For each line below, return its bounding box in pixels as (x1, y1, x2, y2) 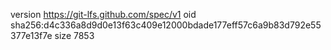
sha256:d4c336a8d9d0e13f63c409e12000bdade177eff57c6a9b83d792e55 (10, 19, 322, 31)
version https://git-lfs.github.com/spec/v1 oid (10, 9, 197, 20)
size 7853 (54, 30, 95, 41)
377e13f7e (10, 30, 53, 41)
